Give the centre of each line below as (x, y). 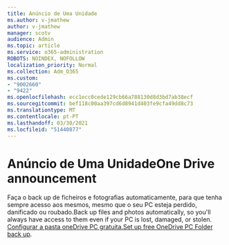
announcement (52, 178)
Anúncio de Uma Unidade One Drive (111, 164)
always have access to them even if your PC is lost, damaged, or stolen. (110, 219)
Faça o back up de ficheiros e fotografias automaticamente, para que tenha (115, 197)
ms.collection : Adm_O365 (43, 71)
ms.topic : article (34, 46)
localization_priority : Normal (52, 65)
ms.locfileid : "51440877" (44, 129)
